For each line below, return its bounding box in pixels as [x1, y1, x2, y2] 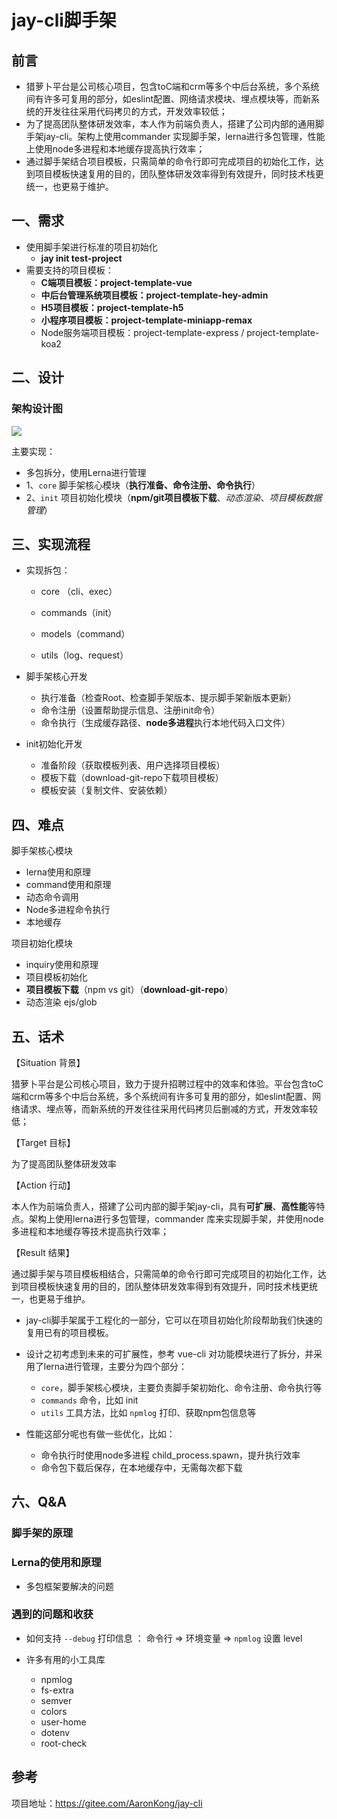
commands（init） [40, 607, 118, 619]
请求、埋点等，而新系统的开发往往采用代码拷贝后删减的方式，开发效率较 [19, 1102, 318, 1115]
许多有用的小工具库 [25, 1653, 106, 1665]
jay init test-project [40, 252, 123, 264]
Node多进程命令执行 [25, 904, 111, 916]
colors [40, 1705, 68, 1717]
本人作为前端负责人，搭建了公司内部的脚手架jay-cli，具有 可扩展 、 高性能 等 [11, 1200, 317, 1212]
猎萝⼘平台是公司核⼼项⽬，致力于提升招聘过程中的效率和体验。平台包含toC [11, 1077, 324, 1090]
